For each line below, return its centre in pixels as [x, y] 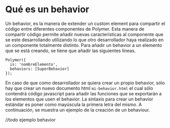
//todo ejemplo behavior [31, 120]
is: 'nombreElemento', [34, 64]
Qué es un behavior [47, 9]
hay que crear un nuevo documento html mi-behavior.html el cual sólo [79, 88]
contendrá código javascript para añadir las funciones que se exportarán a [83, 93]
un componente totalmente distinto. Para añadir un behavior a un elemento [84, 45]
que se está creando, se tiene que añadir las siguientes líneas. [70, 50]
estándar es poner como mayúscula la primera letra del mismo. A [74, 104]
